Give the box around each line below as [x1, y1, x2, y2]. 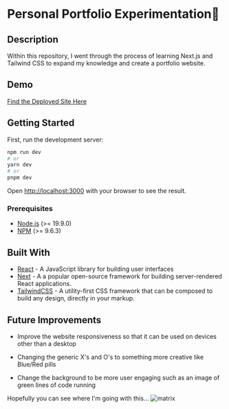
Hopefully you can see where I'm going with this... [7, 394, 149, 402]
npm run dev [7, 148, 41, 155]
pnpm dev [7, 175, 32, 181]
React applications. [17, 280, 72, 288]
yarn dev [7, 162, 32, 168]
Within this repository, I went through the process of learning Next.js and [7, 52, 213, 60]
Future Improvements [7, 314, 102, 326]
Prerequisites [7, 203, 53, 213]
